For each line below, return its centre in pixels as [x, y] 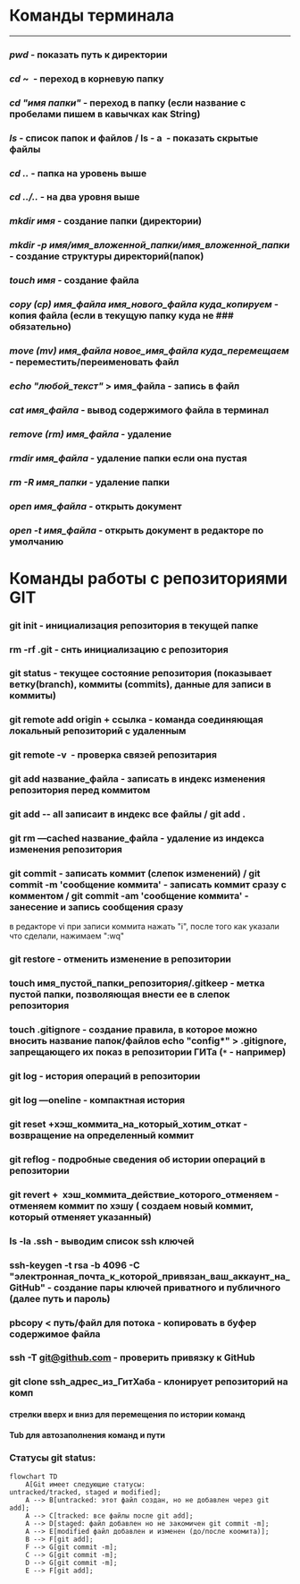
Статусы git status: [53, 1458]
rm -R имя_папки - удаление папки [89, 482]
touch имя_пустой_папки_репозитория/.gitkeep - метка [137, 983]
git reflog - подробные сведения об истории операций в [137, 1159]
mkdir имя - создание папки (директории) [106, 221]
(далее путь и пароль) [60, 1298]
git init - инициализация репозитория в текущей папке [134, 625]
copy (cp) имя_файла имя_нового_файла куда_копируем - [144, 304]
